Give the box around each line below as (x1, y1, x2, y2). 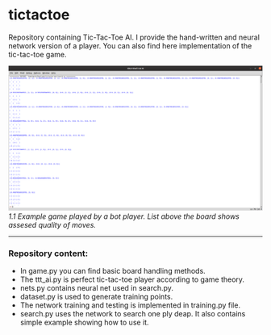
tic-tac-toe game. (8, 49, 67, 59)
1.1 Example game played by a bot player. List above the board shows (8, 211, 240, 221)
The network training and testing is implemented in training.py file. (19, 300, 240, 310)
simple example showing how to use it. (19, 317, 149, 328)
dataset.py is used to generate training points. (19, 292, 173, 302)
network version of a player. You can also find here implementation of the (8, 40, 252, 50)
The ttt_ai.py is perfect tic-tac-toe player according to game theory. (19, 274, 244, 284)
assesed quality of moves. (8, 220, 97, 229)
